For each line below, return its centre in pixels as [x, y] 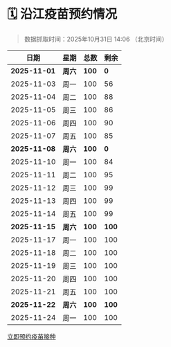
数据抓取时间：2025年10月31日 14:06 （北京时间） [96, 39]
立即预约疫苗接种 [31, 336]
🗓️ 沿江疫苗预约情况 [62, 14]
